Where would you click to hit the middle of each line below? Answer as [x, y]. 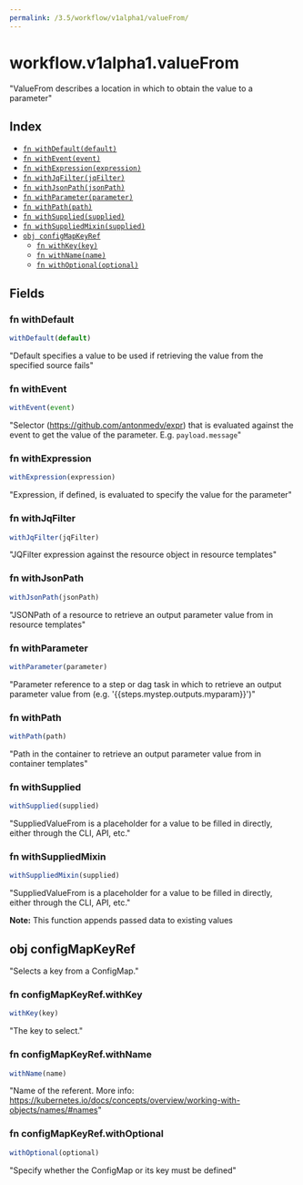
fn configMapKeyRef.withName [81, 1055]
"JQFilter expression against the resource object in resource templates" [143, 555]
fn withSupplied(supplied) [74, 217]
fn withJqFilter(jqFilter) [74, 179]
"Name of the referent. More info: [72, 1091]
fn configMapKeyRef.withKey [76, 994]
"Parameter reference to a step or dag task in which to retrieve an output [146, 684]
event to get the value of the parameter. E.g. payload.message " [126, 435]
